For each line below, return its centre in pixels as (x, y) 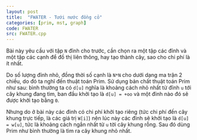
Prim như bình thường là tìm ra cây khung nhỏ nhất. (69, 131)
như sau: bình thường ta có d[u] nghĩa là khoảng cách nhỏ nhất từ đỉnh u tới (99, 88)
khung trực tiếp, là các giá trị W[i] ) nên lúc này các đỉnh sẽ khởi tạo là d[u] (98, 118)
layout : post (22, 12)
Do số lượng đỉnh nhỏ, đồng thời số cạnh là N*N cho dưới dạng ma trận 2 (94, 75)
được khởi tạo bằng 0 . (33, 100)
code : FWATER (22, 28)
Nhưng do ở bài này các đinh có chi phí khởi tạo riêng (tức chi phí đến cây (97, 112)
